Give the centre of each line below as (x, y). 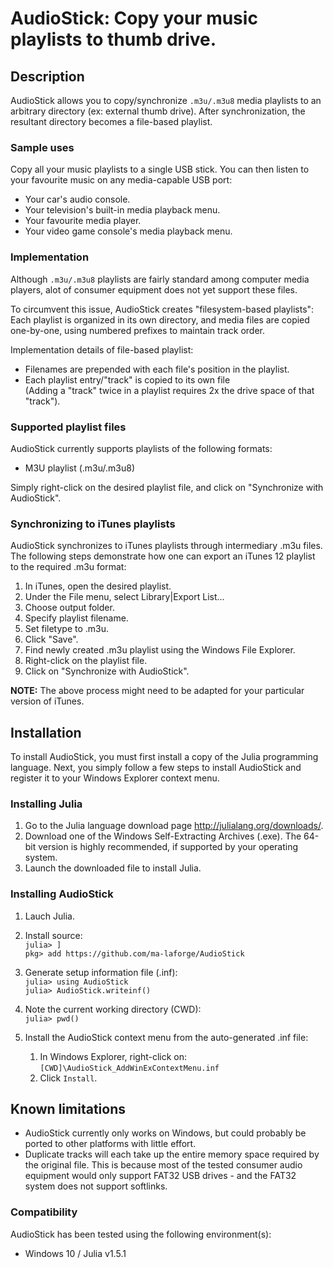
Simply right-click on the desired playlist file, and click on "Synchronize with (167, 487)
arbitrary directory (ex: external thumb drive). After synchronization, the (158, 111)
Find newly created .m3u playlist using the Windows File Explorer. (160, 650)
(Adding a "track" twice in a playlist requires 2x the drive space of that (169, 390)
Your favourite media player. (83, 221)
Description (47, 76)
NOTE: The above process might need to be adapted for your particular (157, 691)
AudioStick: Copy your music (134, 18)
